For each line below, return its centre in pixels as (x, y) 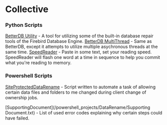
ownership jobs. (22, 97)
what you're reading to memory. (38, 63)
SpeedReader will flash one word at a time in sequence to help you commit (83, 57)
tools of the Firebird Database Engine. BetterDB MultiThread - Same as (78, 41)
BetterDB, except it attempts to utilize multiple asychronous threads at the (82, 47)
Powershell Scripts (29, 76)
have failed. (17, 118)
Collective (27, 9)
